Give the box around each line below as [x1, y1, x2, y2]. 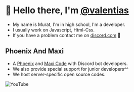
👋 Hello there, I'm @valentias [5, 5, 129, 16]
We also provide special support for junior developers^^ [12, 66, 129, 72]
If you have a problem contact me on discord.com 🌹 [12, 32, 121, 38]
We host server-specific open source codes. [12, 71, 106, 77]
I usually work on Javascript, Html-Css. [12, 26, 95, 33]
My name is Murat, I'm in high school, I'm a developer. [12, 21, 125, 27]
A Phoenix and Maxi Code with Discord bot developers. [12, 60, 128, 67]
